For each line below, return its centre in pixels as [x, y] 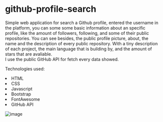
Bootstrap [21, 94]
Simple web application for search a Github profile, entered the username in [82, 23]
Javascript [22, 89]
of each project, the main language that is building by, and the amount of [79, 49]
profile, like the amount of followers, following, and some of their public [77, 33]
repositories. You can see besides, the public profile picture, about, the [77, 38]
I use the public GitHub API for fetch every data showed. [62, 59]
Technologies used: [25, 69]
